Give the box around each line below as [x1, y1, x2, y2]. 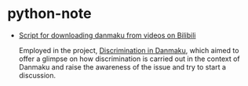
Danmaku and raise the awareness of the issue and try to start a [18, 62, 227, 71]
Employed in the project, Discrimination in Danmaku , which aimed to [18, 45, 239, 55]
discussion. [18, 70, 57, 80]
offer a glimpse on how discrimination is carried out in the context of [18, 54, 240, 63]
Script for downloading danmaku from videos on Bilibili [18, 30, 196, 40]
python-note [7, 5, 92, 23]
